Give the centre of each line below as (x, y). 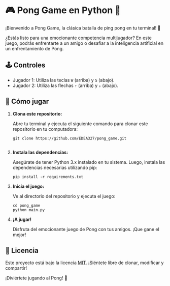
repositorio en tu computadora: (45, 129)
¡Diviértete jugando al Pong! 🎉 (36, 278)
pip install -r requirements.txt (48, 177)
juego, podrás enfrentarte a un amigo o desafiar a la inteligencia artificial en (84, 43)
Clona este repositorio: (37, 113)
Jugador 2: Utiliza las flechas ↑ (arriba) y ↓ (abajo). (65, 85)
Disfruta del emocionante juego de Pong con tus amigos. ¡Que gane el (86, 229)
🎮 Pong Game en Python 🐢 (63, 10)
